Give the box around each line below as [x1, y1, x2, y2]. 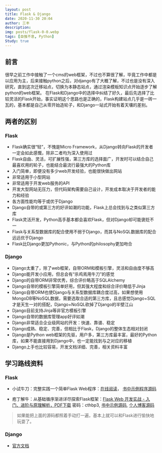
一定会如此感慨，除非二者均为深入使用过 [12, 150, 93, 156]
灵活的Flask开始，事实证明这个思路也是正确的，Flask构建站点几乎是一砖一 [9, 96, 157, 102]
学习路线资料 [5, 359, 43, 368]
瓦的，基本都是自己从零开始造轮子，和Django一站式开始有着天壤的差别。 [5, 102, 150, 108]
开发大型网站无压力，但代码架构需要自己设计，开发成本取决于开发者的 [12, 186, 152, 192]
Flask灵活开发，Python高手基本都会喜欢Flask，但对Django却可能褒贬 [12, 217, 150, 223]
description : [5, 25, 31, 30]
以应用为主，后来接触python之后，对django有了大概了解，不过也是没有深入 [5, 78, 155, 83]
